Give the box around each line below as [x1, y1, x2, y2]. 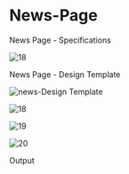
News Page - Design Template [9, 68, 121, 80]
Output [9, 154, 35, 165]
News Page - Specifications [9, 35, 111, 45]
